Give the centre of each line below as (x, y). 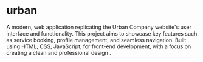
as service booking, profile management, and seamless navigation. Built (96, 40)
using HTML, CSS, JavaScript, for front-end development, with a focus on (99, 46)
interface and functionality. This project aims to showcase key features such (102, 33)
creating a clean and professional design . (59, 52)
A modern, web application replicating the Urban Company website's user (99, 27)
